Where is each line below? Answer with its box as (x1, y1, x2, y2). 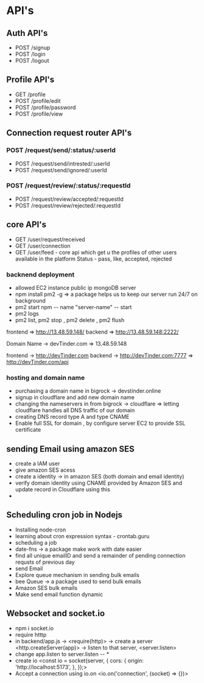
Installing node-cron (15, 526, 66, 533)
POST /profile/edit (15, 97, 61, 104)
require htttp (15, 631, 47, 638)
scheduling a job (15, 539, 57, 546)
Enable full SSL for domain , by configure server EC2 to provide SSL (15, 419, 186, 427)
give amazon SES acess (15, 466, 76, 474)
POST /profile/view (15, 110, 63, 117)
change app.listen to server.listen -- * (15, 650, 110, 657)
